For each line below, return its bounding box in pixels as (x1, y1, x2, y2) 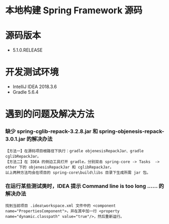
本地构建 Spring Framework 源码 (5, 5, 143, 16)
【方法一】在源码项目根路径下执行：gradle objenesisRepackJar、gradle (5, 148, 144, 153)
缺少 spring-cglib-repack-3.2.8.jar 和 (5, 128, 98, 135)
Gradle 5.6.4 (12, 89, 39, 95)
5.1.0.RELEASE (12, 47, 43, 53)
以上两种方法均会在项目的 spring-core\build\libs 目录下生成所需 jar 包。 (5, 170, 151, 175)
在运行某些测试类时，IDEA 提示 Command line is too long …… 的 (5, 183, 164, 190)
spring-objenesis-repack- (98, 128, 164, 135)
